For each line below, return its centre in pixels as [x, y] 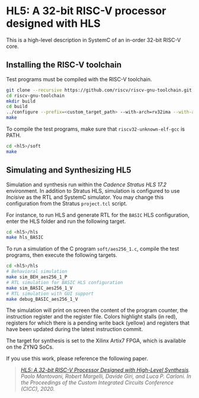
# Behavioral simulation [37, 272]
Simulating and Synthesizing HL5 [69, 170]
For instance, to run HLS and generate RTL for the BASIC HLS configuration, [98, 215]
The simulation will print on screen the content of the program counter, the [97, 310]
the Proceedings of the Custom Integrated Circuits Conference [97, 383]
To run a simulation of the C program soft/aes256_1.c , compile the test [93, 249]
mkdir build [21, 101]
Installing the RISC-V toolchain [64, 65]
